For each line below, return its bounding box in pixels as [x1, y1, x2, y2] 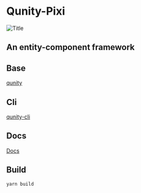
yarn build [6, 181, 34, 187]
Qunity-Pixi [6, 4, 65, 18]
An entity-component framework [6, 42, 136, 53]
